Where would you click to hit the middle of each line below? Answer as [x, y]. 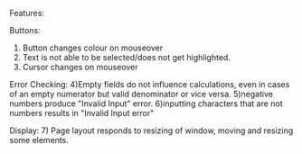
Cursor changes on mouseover [80, 67]
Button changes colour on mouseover [93, 48]
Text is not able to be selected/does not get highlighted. [126, 57]
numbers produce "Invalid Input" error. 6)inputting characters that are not [146, 103]
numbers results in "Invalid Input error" [82, 113]
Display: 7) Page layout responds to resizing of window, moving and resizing [151, 130]
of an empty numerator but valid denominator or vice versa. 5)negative [142, 94]
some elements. [39, 140]
